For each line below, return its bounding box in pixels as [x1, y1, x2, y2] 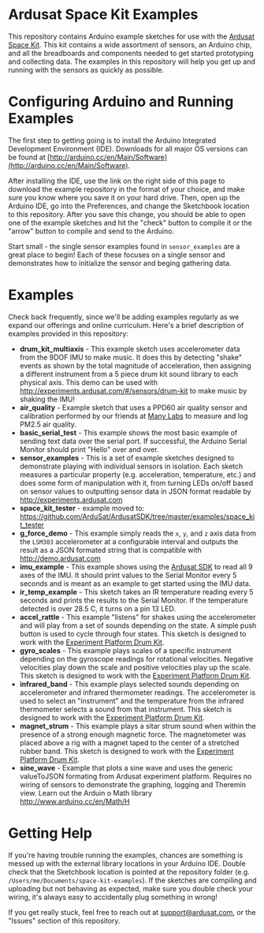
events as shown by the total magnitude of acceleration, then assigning [19, 360, 251, 370]
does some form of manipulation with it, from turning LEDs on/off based [19, 478, 254, 487]
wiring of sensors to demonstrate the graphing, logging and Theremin [19, 779, 247, 789]
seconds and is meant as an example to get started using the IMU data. [19, 578, 251, 588]
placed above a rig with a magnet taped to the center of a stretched [19, 737, 240, 747]
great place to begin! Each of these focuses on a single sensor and [8, 250, 225, 259]
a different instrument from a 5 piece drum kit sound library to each [19, 369, 239, 379]
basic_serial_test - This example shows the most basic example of [19, 427, 238, 437]
